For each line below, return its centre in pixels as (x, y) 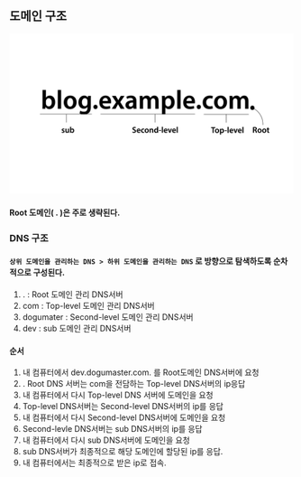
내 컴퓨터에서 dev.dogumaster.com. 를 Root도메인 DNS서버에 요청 (141, 372)
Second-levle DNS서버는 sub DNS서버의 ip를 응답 (112, 429)
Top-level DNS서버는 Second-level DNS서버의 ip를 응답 (123, 407)
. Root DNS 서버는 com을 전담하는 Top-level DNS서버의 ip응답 (134, 384)
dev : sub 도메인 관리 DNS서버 (77, 329)
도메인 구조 (38, 16)
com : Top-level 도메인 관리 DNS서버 (88, 306)
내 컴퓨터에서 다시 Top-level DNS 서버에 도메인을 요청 (118, 395)
